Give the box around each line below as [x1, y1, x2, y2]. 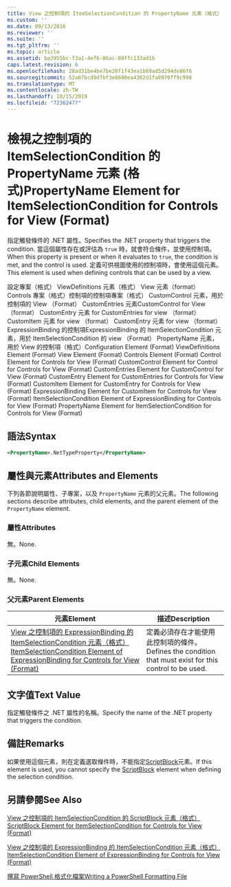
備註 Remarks [7, 738, 65, 749]
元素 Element [54, 614, 96, 624]
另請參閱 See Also [7, 794, 82, 806]
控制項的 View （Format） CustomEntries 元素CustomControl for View [7, 300, 206, 308]
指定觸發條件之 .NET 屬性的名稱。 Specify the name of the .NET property [7, 709, 212, 717]
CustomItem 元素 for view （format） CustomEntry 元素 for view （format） [7, 317, 221, 325]
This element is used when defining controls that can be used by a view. [7, 268, 212, 276]
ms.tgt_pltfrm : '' [7, 42, 60, 49]
